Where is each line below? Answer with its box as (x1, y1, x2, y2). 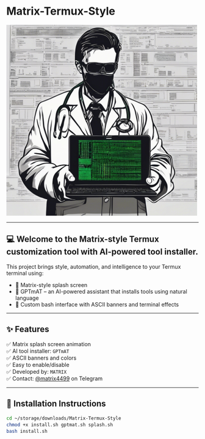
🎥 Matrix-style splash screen (15, 281, 88, 288)
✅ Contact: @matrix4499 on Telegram (6, 374, 103, 382)
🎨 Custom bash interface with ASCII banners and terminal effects (15, 300, 179, 308)
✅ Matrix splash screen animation (6, 340, 92, 347)
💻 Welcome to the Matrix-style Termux (6, 234, 160, 245)
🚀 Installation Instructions (6, 398, 106, 408)
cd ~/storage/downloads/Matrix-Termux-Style (6, 415, 121, 422)
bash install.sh (6, 429, 48, 435)
